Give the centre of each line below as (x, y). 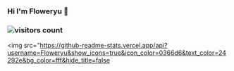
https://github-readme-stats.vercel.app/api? (104, 46)
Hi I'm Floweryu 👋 (38, 11)
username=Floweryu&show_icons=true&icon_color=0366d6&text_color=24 (117, 53)
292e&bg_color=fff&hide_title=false (59, 60)
